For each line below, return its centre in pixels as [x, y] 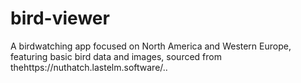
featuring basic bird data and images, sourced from [116, 56]
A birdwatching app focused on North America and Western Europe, [151, 46]
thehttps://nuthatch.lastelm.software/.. [89, 67]
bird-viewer [60, 18]
